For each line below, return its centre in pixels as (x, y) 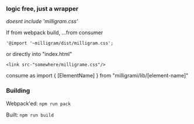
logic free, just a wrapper (42, 9)
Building (18, 91)
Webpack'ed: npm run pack (39, 103)
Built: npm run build (30, 115)
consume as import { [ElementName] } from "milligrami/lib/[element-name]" (97, 76)
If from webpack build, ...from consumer (55, 33)
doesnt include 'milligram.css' (42, 22)
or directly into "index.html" (39, 54)
